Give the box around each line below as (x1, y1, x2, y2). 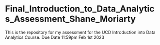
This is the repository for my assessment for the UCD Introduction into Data (5, 29, 156, 35)
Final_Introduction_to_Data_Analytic (5, 3, 155, 14)
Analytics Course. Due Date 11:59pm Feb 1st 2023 (5, 34, 105, 40)
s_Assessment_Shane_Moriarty (5, 13, 136, 24)
